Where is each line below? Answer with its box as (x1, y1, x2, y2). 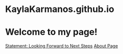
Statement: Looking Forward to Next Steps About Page (5, 43, 118, 49)
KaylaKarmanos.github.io (5, 3, 114, 15)
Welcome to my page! (5, 26, 97, 38)
